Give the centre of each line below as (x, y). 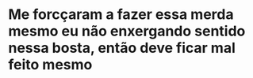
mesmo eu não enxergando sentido (127, 31)
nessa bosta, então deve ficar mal (122, 48)
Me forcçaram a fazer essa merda (121, 15)
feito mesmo (50, 65)
